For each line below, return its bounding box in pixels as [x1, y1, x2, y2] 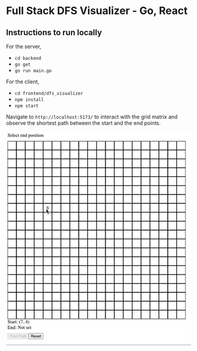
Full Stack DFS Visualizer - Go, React [6, 4, 188, 18]
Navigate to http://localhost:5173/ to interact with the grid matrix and [6, 113, 178, 120]
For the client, [6, 78, 40, 85]
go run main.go [14, 68, 52, 74]
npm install [14, 97, 44, 103]
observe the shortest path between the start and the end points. [6, 120, 161, 127]
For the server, [6, 43, 42, 50]
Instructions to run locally [6, 28, 103, 38]
